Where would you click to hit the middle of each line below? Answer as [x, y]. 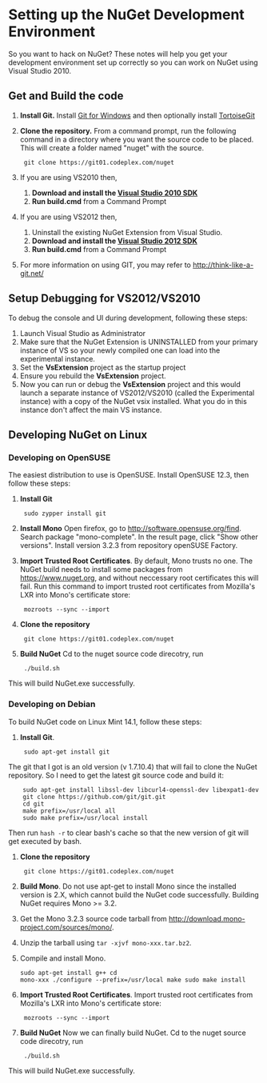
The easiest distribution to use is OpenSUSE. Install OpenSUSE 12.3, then [129, 475]
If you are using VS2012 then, [68, 217]
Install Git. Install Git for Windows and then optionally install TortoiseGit [137, 115]
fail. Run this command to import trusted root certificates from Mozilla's [137, 586]
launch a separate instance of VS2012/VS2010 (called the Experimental [137, 393]
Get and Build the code [66, 96]
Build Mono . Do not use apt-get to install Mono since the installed [128, 886]
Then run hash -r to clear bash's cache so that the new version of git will [129, 833]
